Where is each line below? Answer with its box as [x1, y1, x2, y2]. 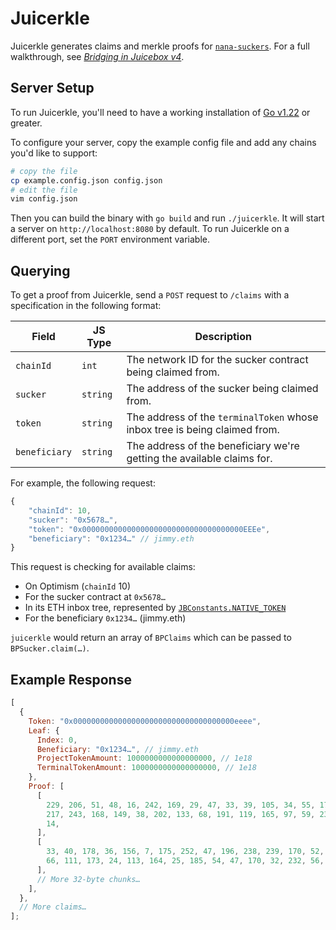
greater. [10, 117, 43, 129]
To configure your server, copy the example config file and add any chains [10, 136, 317, 148]
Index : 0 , [36, 735, 78, 745]
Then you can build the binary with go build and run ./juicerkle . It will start [10, 212, 325, 224]
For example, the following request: [10, 477, 156, 489]
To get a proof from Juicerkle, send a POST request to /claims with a [10, 289, 290, 301]
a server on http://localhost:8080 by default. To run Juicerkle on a [10, 223, 290, 235]
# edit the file [10, 185, 78, 195]
